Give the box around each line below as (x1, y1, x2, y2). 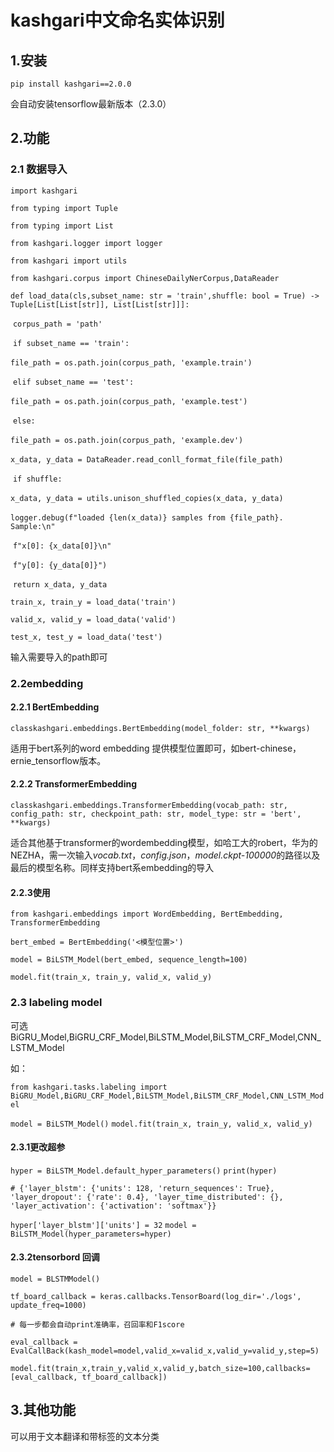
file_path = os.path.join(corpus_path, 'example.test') (10, 396, 248, 406)
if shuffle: (12, 474, 63, 484)
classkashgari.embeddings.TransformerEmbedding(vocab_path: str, (10, 801, 288, 811)
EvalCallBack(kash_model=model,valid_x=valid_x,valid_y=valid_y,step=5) (10, 1346, 320, 1356)
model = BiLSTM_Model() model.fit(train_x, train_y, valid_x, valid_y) (10, 1119, 313, 1129)
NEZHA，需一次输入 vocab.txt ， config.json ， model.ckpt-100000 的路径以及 (10, 849, 321, 861)
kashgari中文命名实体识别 (10, 9, 225, 32)
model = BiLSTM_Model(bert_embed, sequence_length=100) (10, 955, 248, 965)
